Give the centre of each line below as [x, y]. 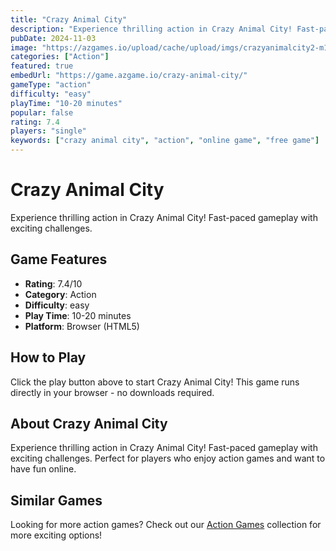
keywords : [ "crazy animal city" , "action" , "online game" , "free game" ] [165, 141]
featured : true [42, 66]
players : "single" [48, 131]
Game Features [59, 259]
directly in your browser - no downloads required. [112, 392]
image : [24, 47]
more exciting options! [56, 535]
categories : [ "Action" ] [60, 57]
